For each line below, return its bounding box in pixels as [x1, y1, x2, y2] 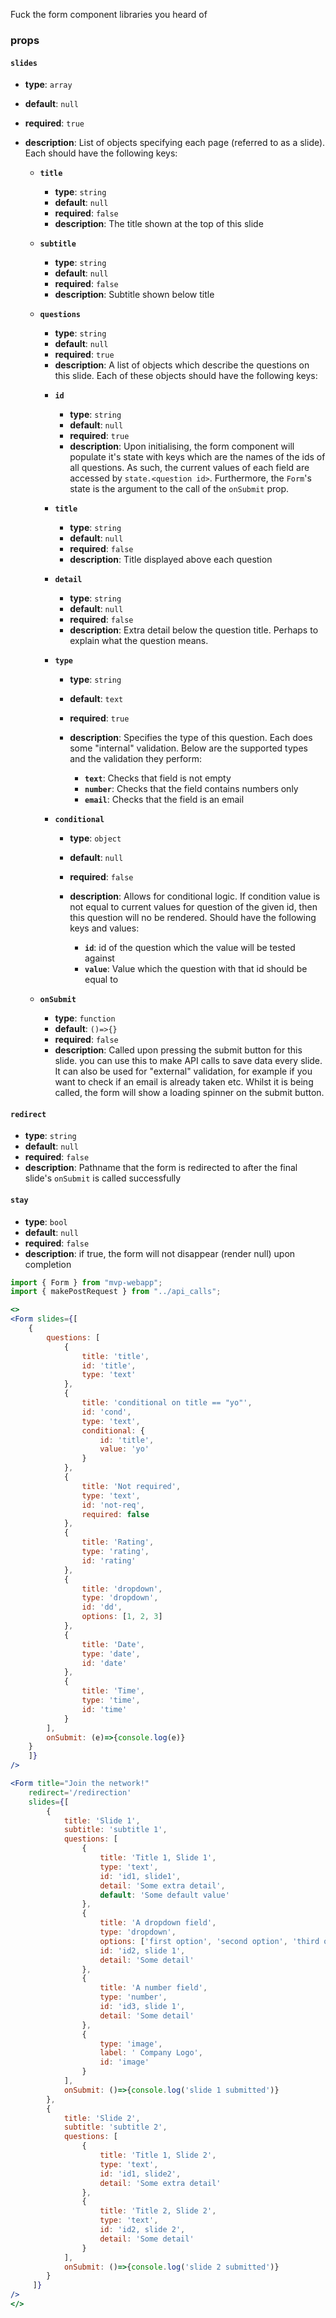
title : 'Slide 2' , [63, 2113, 141, 2123]
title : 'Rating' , [81, 1537, 155, 1548]
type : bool [24, 1215, 68, 1228]
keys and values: [69, 922, 140, 934]
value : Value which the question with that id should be [84, 963, 308, 975]
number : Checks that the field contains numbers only [84, 783, 299, 795]
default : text [69, 693, 124, 705]
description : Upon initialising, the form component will [69, 440, 295, 453]
